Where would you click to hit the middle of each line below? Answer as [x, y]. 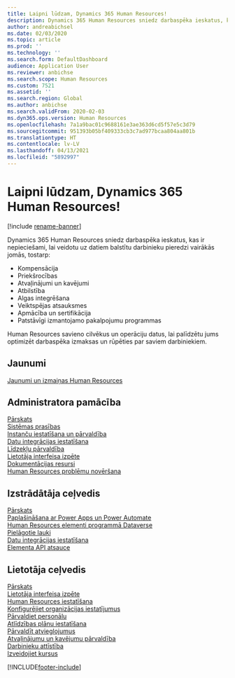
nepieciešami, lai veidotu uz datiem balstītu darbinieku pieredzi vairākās [111, 247]
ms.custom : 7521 [31, 86]
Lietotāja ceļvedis [47, 570]
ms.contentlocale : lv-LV [43, 144]
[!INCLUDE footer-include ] [44, 667]
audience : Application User [48, 66]
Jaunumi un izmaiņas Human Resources [65, 380]
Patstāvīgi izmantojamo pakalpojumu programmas [90, 320]
